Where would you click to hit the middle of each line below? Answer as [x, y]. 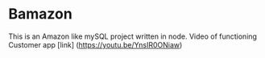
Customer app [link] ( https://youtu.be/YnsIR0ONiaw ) [95, 44]
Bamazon [40, 14]
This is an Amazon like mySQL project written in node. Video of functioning [133, 36]
